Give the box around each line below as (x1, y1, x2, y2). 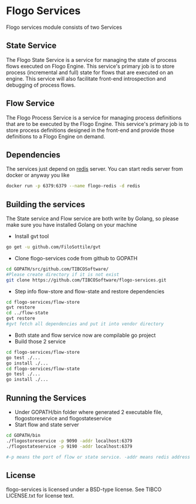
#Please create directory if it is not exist (6, 271, 119, 277)
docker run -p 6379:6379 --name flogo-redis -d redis (6, 183, 141, 189)
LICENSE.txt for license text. (6, 492, 75, 499)
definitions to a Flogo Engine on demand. (6, 132, 106, 140)
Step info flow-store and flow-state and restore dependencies (14, 287, 165, 295)
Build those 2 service (14, 337, 66, 345)
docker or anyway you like (6, 172, 70, 179)
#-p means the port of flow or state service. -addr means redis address (6, 454, 191, 460)
